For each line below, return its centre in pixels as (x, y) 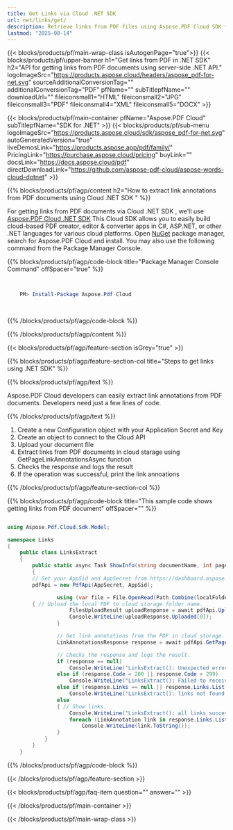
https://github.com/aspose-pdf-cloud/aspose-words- (147, 170)
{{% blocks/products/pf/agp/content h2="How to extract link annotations (112, 190)
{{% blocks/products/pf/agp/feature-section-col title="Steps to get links (110, 361)
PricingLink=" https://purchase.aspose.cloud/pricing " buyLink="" (100, 155)
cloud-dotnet (26, 177)
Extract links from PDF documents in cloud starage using (98, 452)
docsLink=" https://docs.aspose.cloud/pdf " (68, 162)
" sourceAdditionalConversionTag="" (81, 82)
